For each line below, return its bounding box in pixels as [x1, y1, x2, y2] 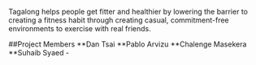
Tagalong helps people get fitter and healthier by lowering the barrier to [8, 7, 248, 16]
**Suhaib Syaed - [8, 48, 70, 57]
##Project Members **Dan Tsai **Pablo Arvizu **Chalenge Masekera [8, 39, 247, 49]
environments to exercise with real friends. [8, 24, 152, 33]
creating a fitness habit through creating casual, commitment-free [8, 15, 229, 25]
